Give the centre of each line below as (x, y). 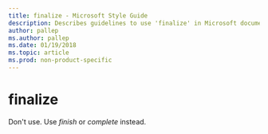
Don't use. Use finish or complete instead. (77, 121)
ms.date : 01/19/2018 (43, 45)
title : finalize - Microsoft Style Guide (78, 16)
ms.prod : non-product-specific (60, 61)
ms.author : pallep (39, 38)
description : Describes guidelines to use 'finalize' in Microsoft (123, 23)
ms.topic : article (39, 53)
